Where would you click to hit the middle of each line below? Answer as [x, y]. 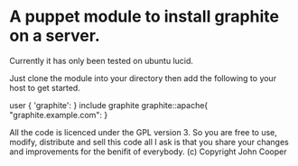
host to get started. [45, 88]
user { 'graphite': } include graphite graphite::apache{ [109, 105]
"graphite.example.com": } [59, 115]
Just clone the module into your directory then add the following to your [143, 78]
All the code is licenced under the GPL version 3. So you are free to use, [144, 132]
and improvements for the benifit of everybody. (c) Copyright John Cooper [148, 152]
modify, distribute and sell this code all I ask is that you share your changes [149, 142]
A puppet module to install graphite [144, 17]
